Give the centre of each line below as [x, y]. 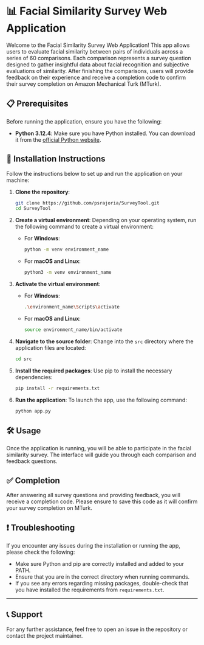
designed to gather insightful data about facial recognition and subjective [98, 64]
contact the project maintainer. [45, 635]
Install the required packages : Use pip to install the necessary [93, 371]
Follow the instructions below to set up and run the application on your [94, 173]
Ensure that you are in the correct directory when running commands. [102, 577]
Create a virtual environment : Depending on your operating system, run [106, 220]
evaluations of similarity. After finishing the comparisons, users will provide [100, 71]
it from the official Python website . [58, 139]
